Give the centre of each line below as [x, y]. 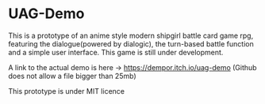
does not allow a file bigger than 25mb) [72, 76]
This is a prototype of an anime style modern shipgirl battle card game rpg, [131, 35]
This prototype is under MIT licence [67, 91]
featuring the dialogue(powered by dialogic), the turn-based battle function [131, 43]
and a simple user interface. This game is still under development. [116, 52]
